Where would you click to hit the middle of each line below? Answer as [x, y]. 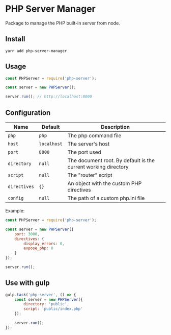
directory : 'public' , [47, 304]
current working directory [98, 167]
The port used [84, 152]
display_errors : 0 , [44, 244]
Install [15, 39]
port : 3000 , [27, 234]
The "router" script [90, 175]
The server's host [89, 144]
